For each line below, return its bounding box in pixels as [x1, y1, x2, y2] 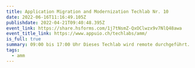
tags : [6, 47, 20, 53]
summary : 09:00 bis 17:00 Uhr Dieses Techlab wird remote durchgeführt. [6, 42, 190, 48]
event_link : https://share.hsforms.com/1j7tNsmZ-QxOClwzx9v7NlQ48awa [6, 25, 183, 31]
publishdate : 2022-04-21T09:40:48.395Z [6, 20, 105, 25]
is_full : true [6, 36, 42, 42]
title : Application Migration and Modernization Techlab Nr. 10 [6, 8, 169, 15]
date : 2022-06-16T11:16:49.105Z [6, 14, 86, 20]
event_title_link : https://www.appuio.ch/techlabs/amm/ [6, 31, 147, 37]
